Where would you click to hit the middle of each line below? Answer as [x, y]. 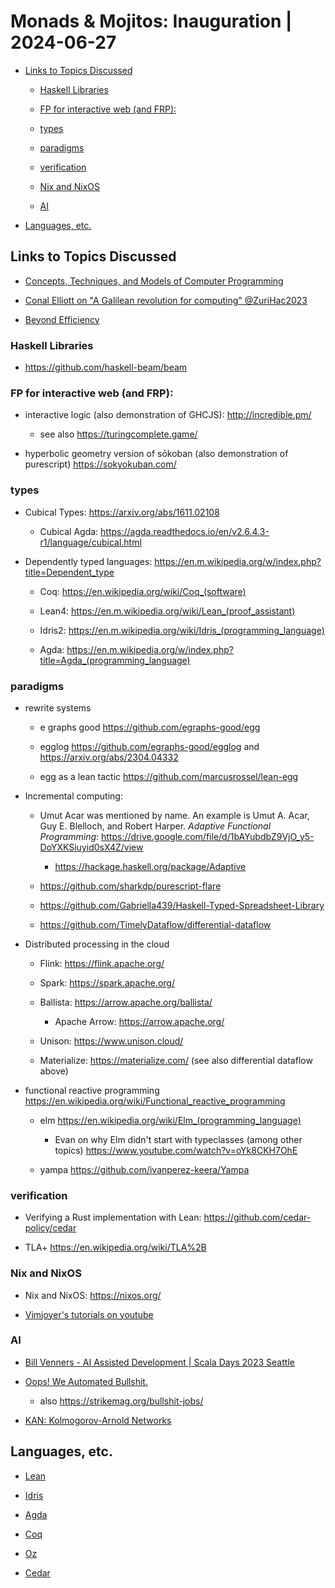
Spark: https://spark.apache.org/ [107, 982]
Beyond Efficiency [62, 319]
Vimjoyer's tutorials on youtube [89, 1314]
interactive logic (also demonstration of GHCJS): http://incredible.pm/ [168, 415]
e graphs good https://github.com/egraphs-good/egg [150, 727]
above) [54, 1071]
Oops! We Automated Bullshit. [86, 1381]
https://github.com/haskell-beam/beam [106, 367]
